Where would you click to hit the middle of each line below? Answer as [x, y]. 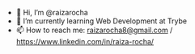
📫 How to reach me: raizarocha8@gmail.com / [94, 30]
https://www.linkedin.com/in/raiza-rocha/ [85, 42]
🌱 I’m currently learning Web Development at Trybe [102, 21]
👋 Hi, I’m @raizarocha [52, 12]
